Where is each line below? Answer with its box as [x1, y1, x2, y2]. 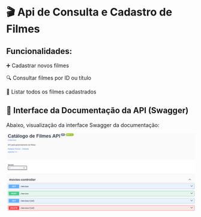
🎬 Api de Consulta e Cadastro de [6, 5, 173, 19]
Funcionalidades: [6, 46, 73, 56]
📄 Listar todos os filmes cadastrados [6, 88, 97, 95]
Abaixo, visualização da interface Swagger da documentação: [6, 121, 160, 128]
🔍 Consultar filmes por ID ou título [6, 74, 92, 82]
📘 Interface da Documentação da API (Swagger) [6, 106, 189, 116]
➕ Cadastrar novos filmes [6, 62, 69, 69]
